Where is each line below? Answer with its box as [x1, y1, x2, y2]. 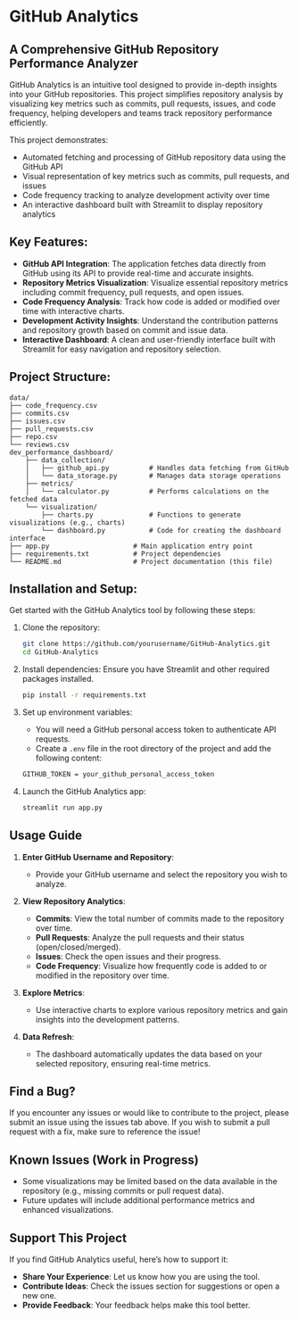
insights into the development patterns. [35, 1014, 180, 1025]
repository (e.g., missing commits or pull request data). [21, 1185, 225, 1197]
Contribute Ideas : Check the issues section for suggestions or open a [21, 1281, 280, 1291]
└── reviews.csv [9, 440, 70, 449]
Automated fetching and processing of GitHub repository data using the [21, 152, 286, 162]
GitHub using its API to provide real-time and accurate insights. [21, 268, 254, 278]
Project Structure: [9, 369, 112, 385]
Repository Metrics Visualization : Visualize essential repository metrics [21, 277, 288, 287]
